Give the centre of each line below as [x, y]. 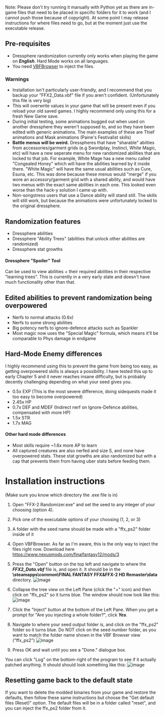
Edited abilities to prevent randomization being [79, 298]
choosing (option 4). [33, 510]
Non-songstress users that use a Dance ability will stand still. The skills [84, 195]
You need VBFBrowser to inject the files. [53, 66]
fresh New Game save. [36, 117]
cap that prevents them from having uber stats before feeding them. [81, 461]
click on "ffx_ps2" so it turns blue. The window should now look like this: [86, 595]
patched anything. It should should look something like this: [65, 664]
